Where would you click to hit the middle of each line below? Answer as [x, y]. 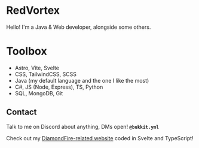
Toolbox [27, 51]
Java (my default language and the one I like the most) [82, 80]
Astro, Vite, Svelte [37, 68]
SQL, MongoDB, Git [39, 93]
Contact [22, 112]
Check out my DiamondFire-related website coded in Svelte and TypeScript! [100, 138]
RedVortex [33, 10]
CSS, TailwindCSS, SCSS [45, 74]
